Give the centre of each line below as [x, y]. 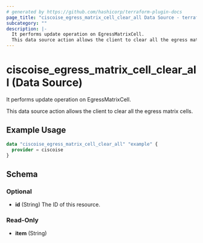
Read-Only [23, 220]
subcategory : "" [27, 23]
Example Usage [36, 130]
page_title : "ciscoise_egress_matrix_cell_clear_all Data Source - [93, 18]
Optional [19, 191]
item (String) [31, 233]
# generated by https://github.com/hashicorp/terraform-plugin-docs [94, 12]
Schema [22, 174]
